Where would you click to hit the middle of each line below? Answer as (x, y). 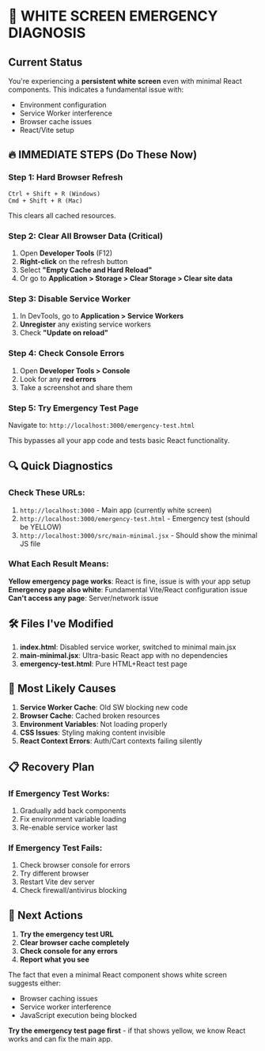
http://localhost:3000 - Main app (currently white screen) (115, 510)
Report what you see (54, 959)
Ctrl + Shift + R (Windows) (55, 194)
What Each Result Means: (59, 564)
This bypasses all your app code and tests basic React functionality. (119, 440)
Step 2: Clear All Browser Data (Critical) (86, 236)
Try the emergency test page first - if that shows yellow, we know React (127, 1030)
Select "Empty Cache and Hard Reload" (86, 270)
